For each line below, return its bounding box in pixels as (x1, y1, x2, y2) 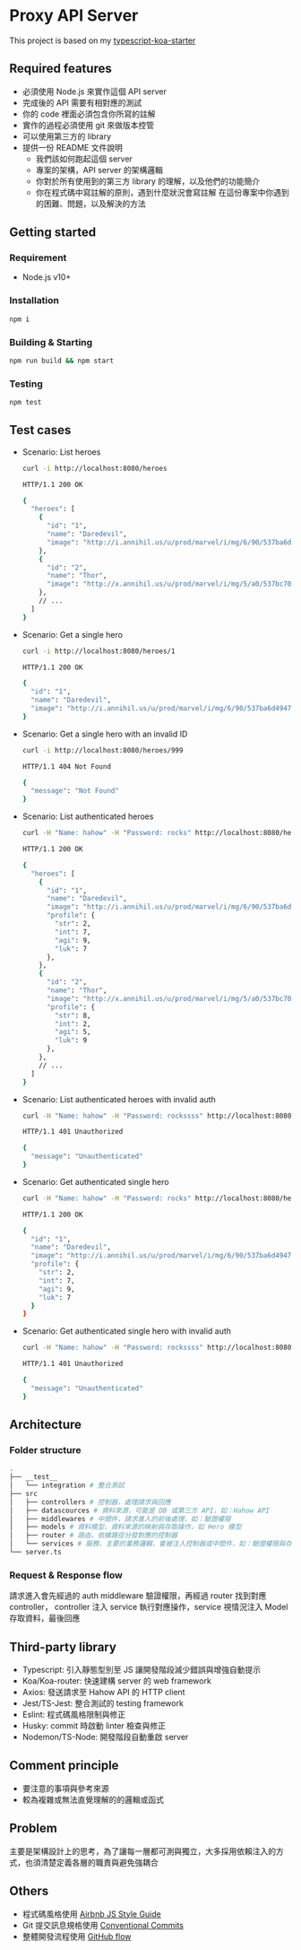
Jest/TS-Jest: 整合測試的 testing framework (21, 1698, 184, 1709)
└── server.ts (9, 1548, 63, 1557)
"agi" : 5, (55, 1028, 91, 1037)
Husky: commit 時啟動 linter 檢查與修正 (21, 1720, 167, 1731)
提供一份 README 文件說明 (21, 142, 123, 152)
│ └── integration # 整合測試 (9, 1481, 125, 1490)
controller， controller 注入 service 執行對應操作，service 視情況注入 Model (9, 1602, 288, 1613)
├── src (9, 1489, 39, 1498)
